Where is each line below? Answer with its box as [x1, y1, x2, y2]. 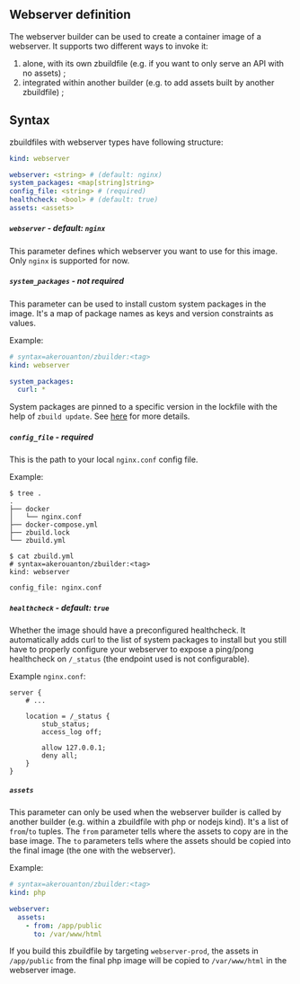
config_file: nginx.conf [9, 583, 102, 592]
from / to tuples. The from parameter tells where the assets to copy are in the [9, 826, 289, 837]
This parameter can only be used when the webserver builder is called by [9, 807, 282, 818]
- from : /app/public [25, 921, 102, 930]
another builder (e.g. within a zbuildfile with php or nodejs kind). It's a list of [9, 817, 289, 828]
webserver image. [9, 965, 76, 976]
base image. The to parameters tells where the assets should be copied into [9, 836, 292, 847]
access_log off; [41, 728, 102, 737]
